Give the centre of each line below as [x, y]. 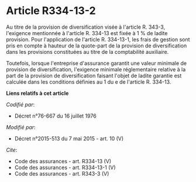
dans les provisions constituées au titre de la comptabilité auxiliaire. [87, 51]
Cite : [12, 150]
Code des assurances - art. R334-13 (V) [63, 161]
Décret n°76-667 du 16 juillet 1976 [55, 116]
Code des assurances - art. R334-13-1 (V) [65, 167]
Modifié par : [21, 127]
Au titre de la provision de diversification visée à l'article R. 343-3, [86, 27]
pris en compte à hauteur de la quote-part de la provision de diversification [97, 46]
